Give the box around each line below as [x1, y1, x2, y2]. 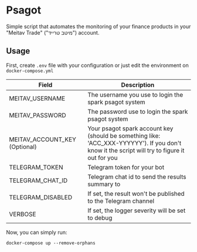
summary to [87, 180, 121, 188]
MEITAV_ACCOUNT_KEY [9, 135, 76, 144]
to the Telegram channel [87, 197, 154, 205]
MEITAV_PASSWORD [9, 111, 66, 119]
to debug [87, 213, 113, 222]
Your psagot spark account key [87, 124, 174, 132]
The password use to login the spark [87, 107, 188, 115]
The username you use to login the [87, 90, 184, 98]
